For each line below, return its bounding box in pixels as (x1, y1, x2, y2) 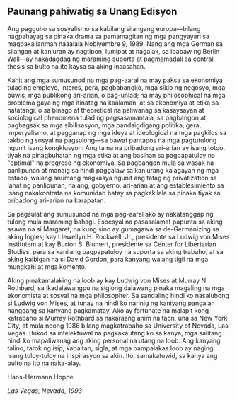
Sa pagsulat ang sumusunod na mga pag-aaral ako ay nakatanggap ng (7, 209, 214, 218)
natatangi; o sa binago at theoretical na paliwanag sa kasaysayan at (7, 105, 204, 114)
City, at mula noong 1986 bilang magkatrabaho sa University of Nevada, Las (7, 321, 229, 330)
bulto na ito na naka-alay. (7, 359, 81, 367)
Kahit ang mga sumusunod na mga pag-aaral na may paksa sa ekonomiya (7, 76, 223, 84)
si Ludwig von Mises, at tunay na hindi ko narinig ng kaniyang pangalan (7, 299, 215, 307)
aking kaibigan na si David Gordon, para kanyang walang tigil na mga (7, 255, 209, 263)
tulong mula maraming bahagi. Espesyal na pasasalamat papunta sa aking (7, 217, 223, 226)
